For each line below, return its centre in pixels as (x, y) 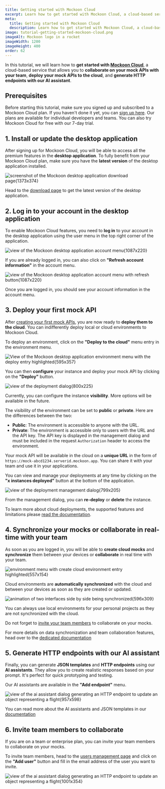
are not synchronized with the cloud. (42, 613)
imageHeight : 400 (23, 46)
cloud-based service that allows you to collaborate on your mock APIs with (82, 70)
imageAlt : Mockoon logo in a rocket (42, 37)
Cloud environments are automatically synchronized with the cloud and (78, 584)
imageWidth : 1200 (23, 42)
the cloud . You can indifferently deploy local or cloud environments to (76, 327)
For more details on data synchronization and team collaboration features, (80, 632)
